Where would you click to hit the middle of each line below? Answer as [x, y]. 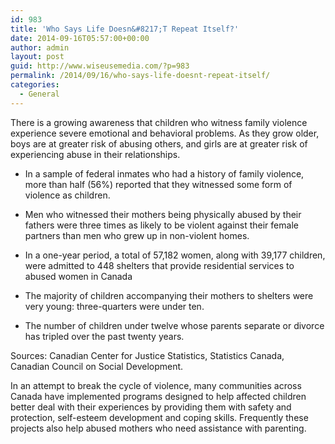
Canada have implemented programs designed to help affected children [158, 396]
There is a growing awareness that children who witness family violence [159, 122]
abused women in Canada [78, 276]
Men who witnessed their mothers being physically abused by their [163, 214]
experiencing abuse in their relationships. [95, 154]
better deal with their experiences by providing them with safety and [151, 407]
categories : [35, 85]
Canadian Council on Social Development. [97, 366]
